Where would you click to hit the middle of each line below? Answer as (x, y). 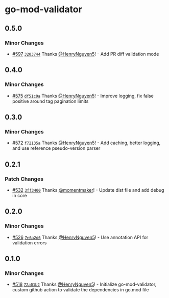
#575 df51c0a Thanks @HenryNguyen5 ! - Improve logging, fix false (83, 96)
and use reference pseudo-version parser (56, 148)
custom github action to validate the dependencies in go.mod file (80, 290)
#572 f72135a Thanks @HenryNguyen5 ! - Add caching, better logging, (86, 143)
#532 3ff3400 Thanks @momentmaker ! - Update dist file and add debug (88, 190)
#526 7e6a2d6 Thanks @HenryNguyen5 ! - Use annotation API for (80, 237)
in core (19, 195)
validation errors (29, 243)
